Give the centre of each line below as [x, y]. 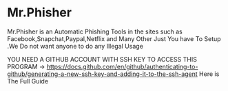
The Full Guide [28, 81]
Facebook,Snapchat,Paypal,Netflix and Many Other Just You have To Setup [114, 38]
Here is [209, 74]
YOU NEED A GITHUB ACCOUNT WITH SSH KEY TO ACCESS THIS [102, 59]
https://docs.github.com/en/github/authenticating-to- [122, 66]
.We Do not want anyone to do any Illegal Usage [75, 46]
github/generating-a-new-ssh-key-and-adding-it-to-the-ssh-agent [102, 74]
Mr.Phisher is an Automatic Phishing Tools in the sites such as [95, 31]
